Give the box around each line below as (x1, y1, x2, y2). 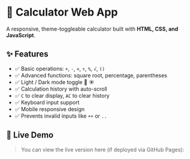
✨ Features (6, 49, 49, 59)
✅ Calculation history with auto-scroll (14, 85, 108, 92)
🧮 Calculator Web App (6, 5, 118, 19)
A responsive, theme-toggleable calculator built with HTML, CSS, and (6, 25, 179, 32)
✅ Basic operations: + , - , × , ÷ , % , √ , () (14, 65, 105, 72)
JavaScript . (6, 31, 36, 38)
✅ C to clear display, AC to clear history (14, 92, 110, 99)
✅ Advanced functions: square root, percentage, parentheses (14, 71, 168, 79)
